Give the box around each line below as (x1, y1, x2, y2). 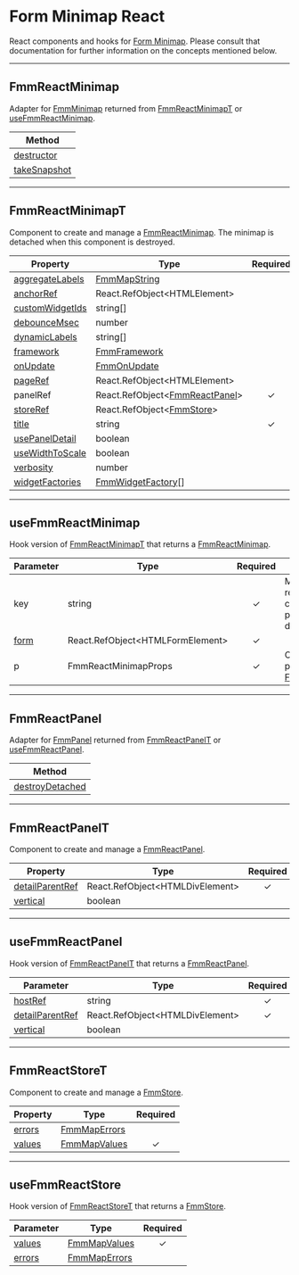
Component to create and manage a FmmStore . (9, 1087, 184, 1097)
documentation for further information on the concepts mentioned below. (9, 45, 278, 55)
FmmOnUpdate (95, 360, 159, 372)
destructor (13, 149, 58, 161)
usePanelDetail (13, 432, 77, 444)
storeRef (13, 403, 50, 416)
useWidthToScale (13, 446, 87, 459)
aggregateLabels (13, 272, 85, 285)
